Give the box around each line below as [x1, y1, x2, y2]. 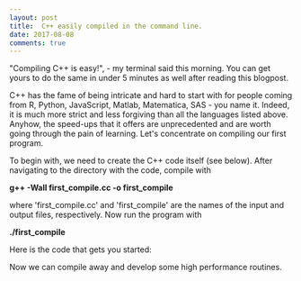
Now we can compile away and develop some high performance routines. [9, 262, 283, 273]
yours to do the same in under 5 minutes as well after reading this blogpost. [9, 73, 289, 84]
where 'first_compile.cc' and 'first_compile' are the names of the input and [9, 200, 285, 211]
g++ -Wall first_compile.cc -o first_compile [9, 182, 173, 194]
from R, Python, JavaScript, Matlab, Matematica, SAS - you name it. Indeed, [9, 100, 290, 111]
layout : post [9, 13, 58, 23]
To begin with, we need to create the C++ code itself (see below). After [9, 155, 273, 167]
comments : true [9, 38, 66, 48]
